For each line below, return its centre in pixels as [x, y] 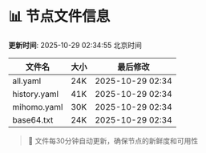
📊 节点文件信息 [59, 16]
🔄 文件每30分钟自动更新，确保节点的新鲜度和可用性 [113, 140]
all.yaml [27, 81]
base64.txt [33, 119]
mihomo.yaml [38, 107]
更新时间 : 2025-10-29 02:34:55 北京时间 [75, 45]
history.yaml [35, 94]
